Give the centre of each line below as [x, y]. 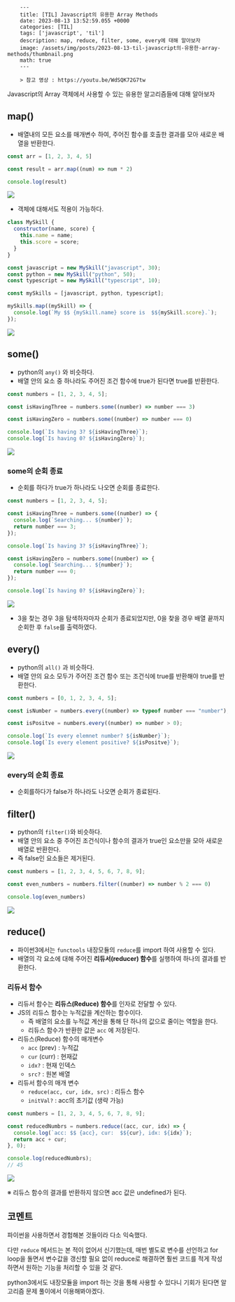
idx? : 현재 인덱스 [52, 1065]
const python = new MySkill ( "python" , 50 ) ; [72, 274]
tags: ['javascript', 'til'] [62, 33]
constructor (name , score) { [55, 229]
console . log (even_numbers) [47, 897]
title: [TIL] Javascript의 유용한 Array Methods [89, 15]
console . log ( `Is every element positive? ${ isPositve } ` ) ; [93, 743]
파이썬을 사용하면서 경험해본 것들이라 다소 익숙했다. [77, 1235]
